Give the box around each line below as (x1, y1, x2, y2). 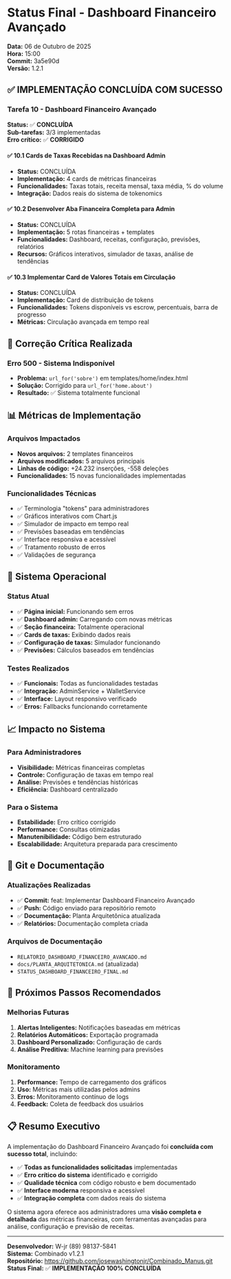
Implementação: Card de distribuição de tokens (16, 296, 154, 304)
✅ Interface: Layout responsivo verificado (16, 695, 137, 703)
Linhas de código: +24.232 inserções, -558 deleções (16, 464, 169, 472)
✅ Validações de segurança (16, 550, 96, 558)
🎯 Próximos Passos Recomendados (7, 987, 162, 998)
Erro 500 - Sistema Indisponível (7, 358, 115, 368)
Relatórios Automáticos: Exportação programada (16, 1030, 159, 1039)
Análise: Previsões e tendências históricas (16, 778, 139, 786)
